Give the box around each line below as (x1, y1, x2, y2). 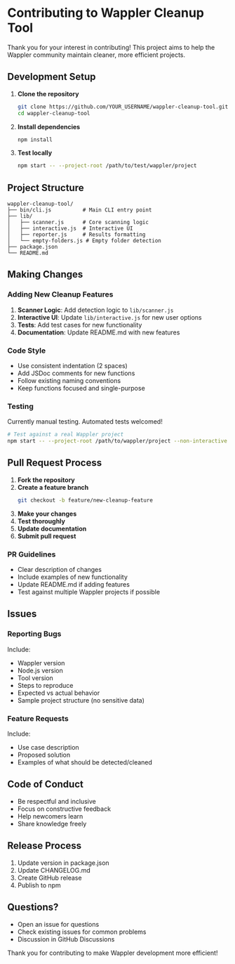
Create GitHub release (17, 873, 82, 882)
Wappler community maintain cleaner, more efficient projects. (7, 51, 186, 59)
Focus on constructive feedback (17, 805, 111, 813)
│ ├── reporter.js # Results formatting (7, 231, 146, 238)
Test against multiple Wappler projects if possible (17, 588, 160, 597)
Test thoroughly (17, 516, 65, 525)
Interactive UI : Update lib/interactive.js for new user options (17, 313, 202, 321)
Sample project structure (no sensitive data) (17, 696, 145, 704)
